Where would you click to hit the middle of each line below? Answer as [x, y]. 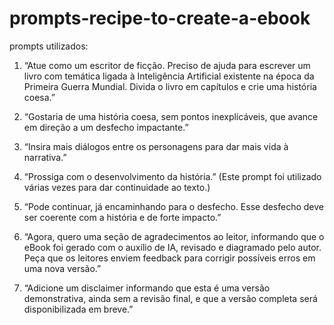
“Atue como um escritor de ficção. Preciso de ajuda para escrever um [167, 65]
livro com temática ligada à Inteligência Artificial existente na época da [169, 76]
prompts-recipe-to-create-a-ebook [160, 18]
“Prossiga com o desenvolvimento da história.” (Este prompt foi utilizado [172, 176]
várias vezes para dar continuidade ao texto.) [117, 187]
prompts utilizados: [49, 46]
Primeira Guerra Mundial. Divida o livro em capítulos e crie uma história [170, 86]
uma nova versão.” [62, 268]
